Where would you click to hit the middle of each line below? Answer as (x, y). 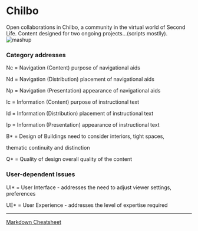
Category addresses (36, 55)
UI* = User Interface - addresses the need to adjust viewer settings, (89, 187)
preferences (21, 193)
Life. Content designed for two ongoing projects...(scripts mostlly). (87, 33)
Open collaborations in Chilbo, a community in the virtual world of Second (96, 27)
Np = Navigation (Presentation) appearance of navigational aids (83, 91)
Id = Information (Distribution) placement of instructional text (80, 114)
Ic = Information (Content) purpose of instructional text (73, 102)
